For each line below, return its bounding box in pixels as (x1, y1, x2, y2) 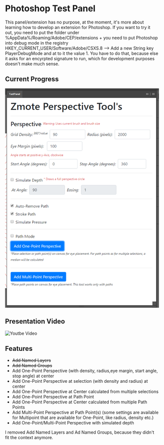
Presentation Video (5, 317, 65, 326)
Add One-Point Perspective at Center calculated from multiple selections (12, 389, 159, 395)
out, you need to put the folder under (5, 29, 80, 35)
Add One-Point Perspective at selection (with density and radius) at (12, 378, 148, 384)
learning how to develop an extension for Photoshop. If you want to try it (5, 24, 150, 30)
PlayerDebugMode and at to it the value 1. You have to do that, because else (5, 50, 159, 56)
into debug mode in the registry (5, 40, 68, 46)
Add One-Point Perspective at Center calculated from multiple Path (12, 399, 147, 405)
